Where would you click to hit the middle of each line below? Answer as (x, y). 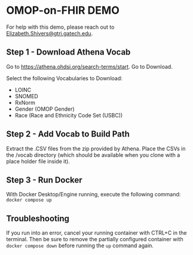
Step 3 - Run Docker (44, 180)
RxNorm (25, 102)
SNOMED (27, 96)
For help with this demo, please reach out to (60, 27)
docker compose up (29, 200)
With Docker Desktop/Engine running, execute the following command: (94, 195)
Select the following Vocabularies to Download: (64, 78)
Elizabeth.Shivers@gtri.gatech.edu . (50, 33)
